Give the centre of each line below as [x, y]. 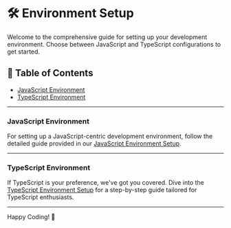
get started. [23, 52]
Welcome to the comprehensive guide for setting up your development [107, 37]
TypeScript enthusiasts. [41, 197]
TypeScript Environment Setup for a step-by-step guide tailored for [102, 190]
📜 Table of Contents [50, 73]
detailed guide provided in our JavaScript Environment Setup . [94, 144]
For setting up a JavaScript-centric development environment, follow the [110, 136]
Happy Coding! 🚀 [31, 217]
